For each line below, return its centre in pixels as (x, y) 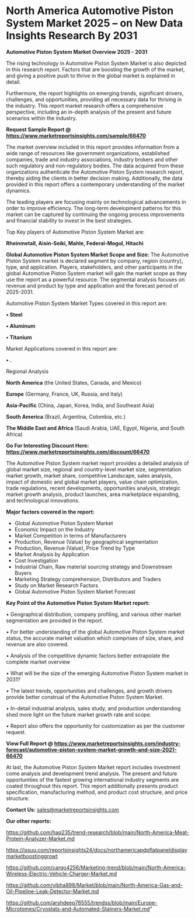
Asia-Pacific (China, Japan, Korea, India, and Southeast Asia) (80, 405)
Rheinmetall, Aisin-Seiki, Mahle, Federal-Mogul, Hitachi (75, 243)
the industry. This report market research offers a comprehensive (85, 105)
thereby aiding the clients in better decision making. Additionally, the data (94, 178)
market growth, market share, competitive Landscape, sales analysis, (89, 475)
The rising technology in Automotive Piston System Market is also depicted (96, 63)
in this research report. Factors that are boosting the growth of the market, (95, 69)
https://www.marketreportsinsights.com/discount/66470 (78, 451)
